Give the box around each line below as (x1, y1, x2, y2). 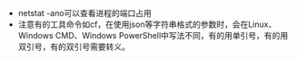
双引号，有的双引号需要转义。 (17, 41, 130, 52)
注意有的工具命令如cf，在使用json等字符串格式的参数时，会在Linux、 (17, 19, 277, 30)
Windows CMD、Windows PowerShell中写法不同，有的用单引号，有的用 (17, 30, 289, 40)
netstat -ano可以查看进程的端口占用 (17, 8, 153, 18)
